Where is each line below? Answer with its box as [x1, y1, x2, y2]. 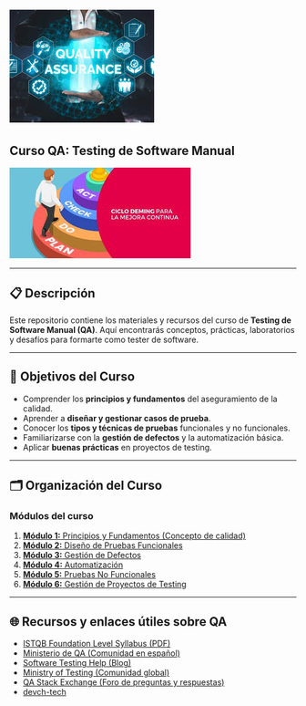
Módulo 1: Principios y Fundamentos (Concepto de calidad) [22, 530, 246, 542]
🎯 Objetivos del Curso [9, 369, 135, 385]
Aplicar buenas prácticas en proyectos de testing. [22, 441, 212, 452]
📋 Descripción [9, 286, 96, 301]
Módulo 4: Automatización [22, 559, 124, 570]
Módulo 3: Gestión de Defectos [22, 550, 141, 561]
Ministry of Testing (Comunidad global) [22, 667, 170, 679]
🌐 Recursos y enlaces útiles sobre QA [9, 614, 228, 629]
